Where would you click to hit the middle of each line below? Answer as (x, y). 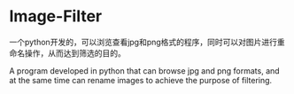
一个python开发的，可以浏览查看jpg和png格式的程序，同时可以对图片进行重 (147, 42)
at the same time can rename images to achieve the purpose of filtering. (141, 80)
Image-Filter (56, 16)
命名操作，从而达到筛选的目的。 (67, 53)
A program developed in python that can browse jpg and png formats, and (145, 70)
